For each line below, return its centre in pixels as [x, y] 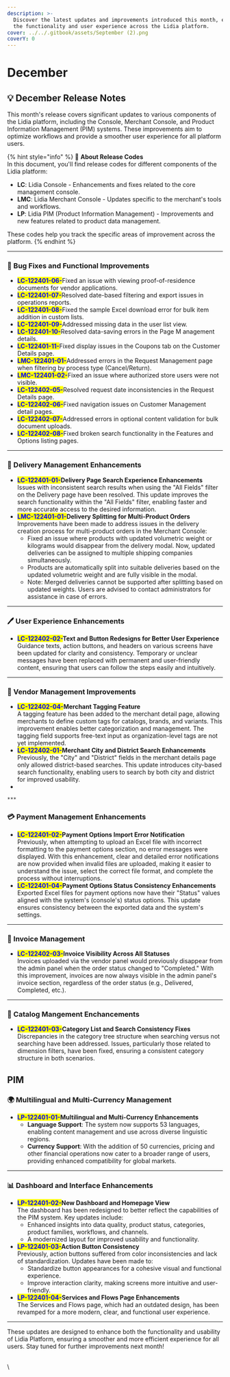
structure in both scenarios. [56, 1058]
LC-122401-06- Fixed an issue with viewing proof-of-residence [106, 281]
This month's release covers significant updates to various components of [112, 114]
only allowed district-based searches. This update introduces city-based [119, 765]
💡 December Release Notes [67, 98]
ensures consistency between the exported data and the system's [110, 907]
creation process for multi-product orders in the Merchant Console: [112, 531]
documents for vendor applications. [67, 288]
